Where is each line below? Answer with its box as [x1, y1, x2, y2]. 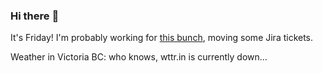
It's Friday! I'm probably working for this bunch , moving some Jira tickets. [10, 32, 314, 44]
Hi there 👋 [10, 9, 60, 23]
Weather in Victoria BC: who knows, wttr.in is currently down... [10, 51, 268, 63]
